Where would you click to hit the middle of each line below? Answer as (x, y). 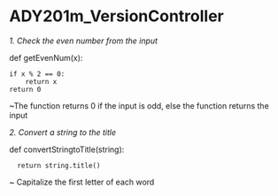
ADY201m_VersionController (116, 16)
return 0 (25, 89)
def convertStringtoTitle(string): (67, 149)
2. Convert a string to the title (63, 132)
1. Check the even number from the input (83, 41)
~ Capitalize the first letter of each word (82, 182)
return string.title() (59, 165)
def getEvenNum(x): (46, 57)
